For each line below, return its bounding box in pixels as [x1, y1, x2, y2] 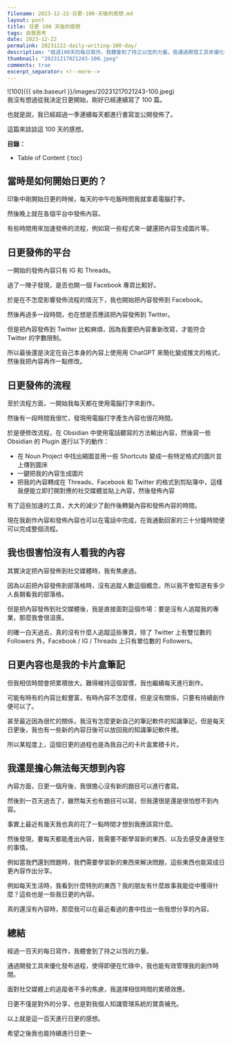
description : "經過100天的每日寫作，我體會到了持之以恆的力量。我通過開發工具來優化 [7, 49, 224, 56]
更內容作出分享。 [7, 867, 56, 875]
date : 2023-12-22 [7, 36, 57, 43]
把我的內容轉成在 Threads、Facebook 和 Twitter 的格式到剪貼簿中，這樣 [17, 477, 223, 486]
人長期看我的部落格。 [7, 590, 68, 598]
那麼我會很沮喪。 [19, 613, 68, 621]
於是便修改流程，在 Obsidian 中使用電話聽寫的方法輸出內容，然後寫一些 [7, 428, 212, 436]
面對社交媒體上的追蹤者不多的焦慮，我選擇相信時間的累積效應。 [7, 985, 188, 993]
